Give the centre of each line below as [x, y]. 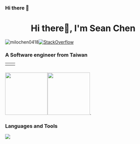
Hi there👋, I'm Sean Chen [83, 28]
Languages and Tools [31, 126]
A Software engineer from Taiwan [46, 55]
